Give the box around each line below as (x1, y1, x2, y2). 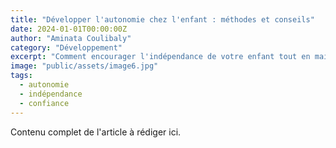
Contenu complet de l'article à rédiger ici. (10, 126, 182, 138)
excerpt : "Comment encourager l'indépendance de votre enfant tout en (10, 52, 311, 62)
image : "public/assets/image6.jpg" (10, 61, 159, 71)
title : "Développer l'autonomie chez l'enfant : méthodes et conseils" (10, 14, 315, 25)
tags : (10, 71, 33, 81)
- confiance (19, 98, 70, 108)
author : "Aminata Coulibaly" (10, 33, 132, 43)
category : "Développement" (10, 42, 123, 53)
